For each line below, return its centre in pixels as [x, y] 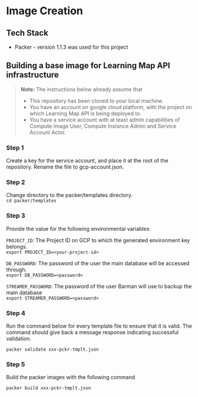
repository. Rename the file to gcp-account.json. [65, 167]
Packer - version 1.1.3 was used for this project [71, 47]
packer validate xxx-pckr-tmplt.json [53, 350]
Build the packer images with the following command [71, 377]
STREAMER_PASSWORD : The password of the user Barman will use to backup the [99, 286]
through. [17, 269]
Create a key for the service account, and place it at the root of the [87, 161]
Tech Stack [27, 33]
